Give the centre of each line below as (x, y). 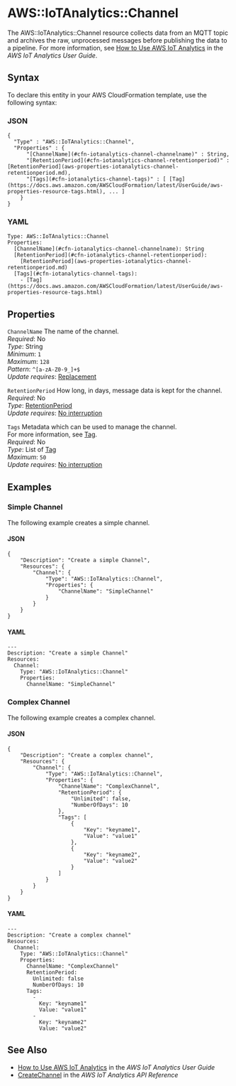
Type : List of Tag (32, 450)
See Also (27, 1050)
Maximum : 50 (27, 457)
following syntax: (32, 102)
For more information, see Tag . (52, 434)
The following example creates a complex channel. (82, 717)
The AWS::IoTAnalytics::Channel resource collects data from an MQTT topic (118, 33)
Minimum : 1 (24, 354)
